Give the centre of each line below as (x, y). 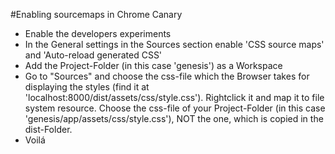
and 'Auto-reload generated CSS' (93, 55)
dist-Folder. (48, 129)
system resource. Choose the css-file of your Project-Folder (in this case (175, 108)
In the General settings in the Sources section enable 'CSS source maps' (174, 44)
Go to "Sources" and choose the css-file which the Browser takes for (167, 76)
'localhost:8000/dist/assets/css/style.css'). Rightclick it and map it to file (174, 97)
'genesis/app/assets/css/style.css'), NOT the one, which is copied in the (174, 118)
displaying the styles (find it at (87, 87)
